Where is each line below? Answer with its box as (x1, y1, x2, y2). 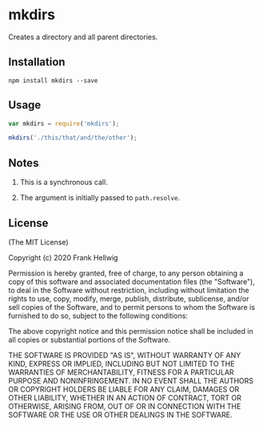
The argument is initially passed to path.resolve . (19, 193, 181, 203)
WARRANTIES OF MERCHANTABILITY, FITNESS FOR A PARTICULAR (8, 367, 234, 377)
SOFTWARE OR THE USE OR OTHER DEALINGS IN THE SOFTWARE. (8, 410, 233, 420)
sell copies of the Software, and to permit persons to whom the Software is (8, 302, 256, 311)
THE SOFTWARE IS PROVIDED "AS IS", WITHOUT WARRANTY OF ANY (8, 350, 241, 360)
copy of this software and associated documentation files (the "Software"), (8, 276, 256, 286)
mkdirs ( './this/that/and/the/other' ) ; (8, 134, 137, 142)
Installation (8, 55, 66, 69)
